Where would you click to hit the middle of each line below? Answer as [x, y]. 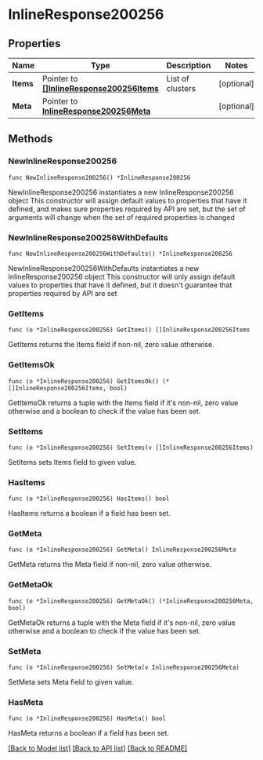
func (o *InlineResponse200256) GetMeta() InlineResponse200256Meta [122, 550]
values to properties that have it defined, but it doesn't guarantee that [120, 285]
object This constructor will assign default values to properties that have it [128, 200]
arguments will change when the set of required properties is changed [121, 217]
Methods [31, 139]
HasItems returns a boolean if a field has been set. [89, 513]
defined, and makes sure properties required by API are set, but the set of [127, 209]
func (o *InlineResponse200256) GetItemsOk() [83, 381]
